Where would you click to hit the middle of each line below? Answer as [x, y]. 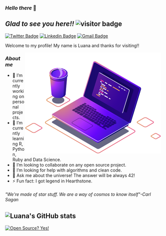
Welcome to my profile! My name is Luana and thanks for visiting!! [72, 45]
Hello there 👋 [21, 8]
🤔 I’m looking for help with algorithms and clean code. [67, 170]
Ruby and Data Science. [37, 160]
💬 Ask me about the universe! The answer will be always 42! [73, 176]
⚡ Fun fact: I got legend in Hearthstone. [52, 181]
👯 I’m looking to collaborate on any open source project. [69, 165]
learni [18, 139]
